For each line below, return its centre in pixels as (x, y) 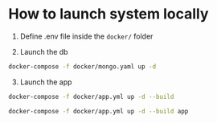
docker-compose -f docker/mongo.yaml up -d (82, 66)
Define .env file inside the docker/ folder (86, 36)
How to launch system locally (108, 14)
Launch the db (44, 51)
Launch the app (46, 82)
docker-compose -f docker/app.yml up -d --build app (98, 111)
